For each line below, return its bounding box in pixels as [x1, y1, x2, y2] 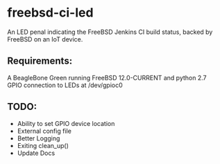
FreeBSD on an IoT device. [7, 35, 83, 43]
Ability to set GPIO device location [17, 119, 115, 127]
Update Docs [17, 149, 56, 157]
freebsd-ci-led [7, 5, 94, 21]
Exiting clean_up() [17, 141, 69, 149]
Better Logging [17, 134, 60, 143]
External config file [17, 127, 71, 135]
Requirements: [7, 55, 73, 67]
